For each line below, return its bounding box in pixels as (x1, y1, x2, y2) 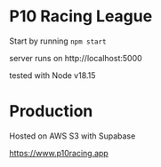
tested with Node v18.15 (9, 69, 96, 81)
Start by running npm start (9, 36, 107, 46)
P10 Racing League (9, 6, 153, 27)
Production (9, 101, 93, 122)
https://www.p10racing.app (9, 147, 109, 158)
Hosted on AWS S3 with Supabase (9, 131, 136, 141)
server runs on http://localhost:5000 (9, 52, 142, 63)
